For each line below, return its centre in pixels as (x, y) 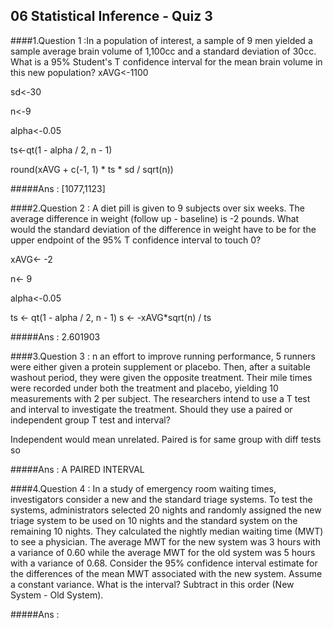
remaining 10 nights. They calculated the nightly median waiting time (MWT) (167, 531)
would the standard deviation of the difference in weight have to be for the (163, 229)
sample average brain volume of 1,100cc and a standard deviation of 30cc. (163, 51)
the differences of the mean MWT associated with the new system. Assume (166, 573)
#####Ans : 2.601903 (55, 336)
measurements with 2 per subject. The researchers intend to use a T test (160, 398)
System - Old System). (57, 595)
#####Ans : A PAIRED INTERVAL (77, 469)
